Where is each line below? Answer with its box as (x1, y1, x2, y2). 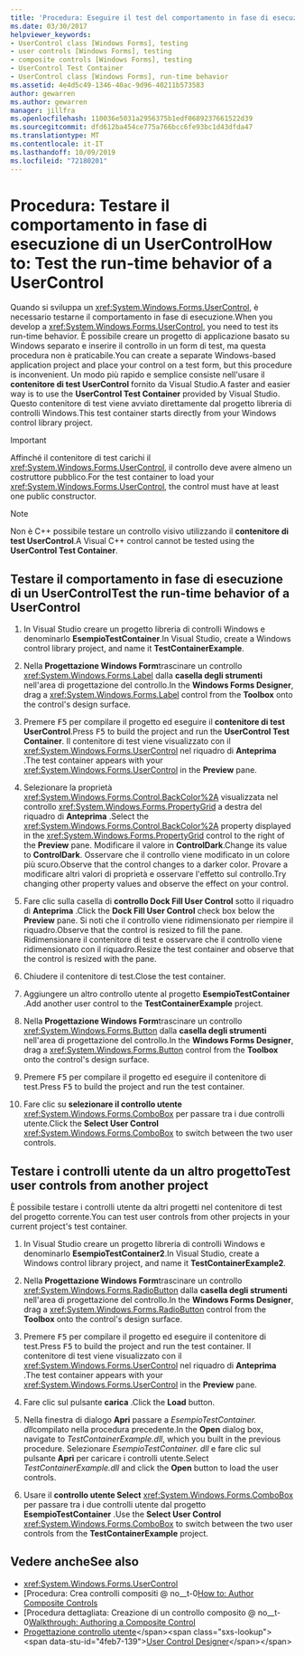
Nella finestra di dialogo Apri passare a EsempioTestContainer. (23, 1414, 257, 1425)
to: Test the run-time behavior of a (10, 252, 273, 273)
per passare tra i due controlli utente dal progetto (23, 1499, 207, 1510)
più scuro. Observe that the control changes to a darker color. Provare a (23, 859, 288, 870)
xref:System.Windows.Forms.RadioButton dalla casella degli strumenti (23, 1285, 288, 1296)
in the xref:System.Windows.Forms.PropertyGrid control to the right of (23, 830, 285, 842)
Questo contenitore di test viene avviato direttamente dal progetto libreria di (10, 398, 292, 409)
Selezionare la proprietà (23, 782, 113, 793)
